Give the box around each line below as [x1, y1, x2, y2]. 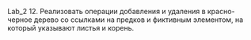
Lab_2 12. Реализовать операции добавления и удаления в [7, 7, 207, 16]
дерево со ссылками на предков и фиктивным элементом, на [33, 15, 244, 24]
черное [7, 15, 32, 24]
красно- [207, 7, 235, 16]
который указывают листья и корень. [7, 24, 135, 32]
